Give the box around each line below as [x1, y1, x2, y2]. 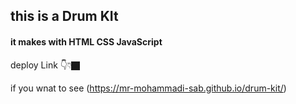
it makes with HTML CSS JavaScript [10, 35, 163, 48]
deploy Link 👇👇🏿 [10, 59, 81, 71]
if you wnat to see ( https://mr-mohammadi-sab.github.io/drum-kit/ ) [10, 82, 287, 94]
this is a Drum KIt [10, 8, 119, 25]
